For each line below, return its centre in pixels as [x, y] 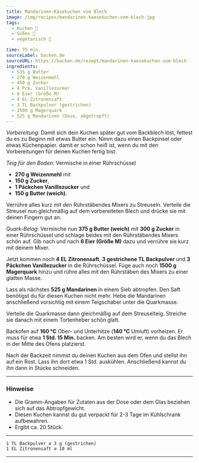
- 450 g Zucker [30, 83]
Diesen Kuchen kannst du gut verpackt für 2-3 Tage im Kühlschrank [98, 414]
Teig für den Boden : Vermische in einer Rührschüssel [71, 163]
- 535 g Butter [30, 72]
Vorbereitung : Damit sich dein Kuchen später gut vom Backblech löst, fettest [99, 133]
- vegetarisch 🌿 [31, 39]
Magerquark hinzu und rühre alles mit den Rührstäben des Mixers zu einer [97, 272]
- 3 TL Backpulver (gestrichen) [52, 105]
